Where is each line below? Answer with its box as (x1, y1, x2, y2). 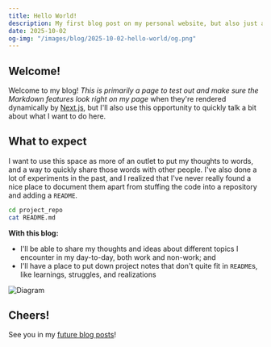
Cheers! (8, 308, 50, 323)
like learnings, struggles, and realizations (19, 270, 156, 279)
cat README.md (8, 213, 56, 222)
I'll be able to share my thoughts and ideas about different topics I (19, 244, 239, 253)
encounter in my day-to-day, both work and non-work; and (19, 252, 216, 262)
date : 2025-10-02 (8, 27, 67, 35)
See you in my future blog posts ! (8, 330, 117, 340)
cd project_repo (8, 206, 63, 214)
